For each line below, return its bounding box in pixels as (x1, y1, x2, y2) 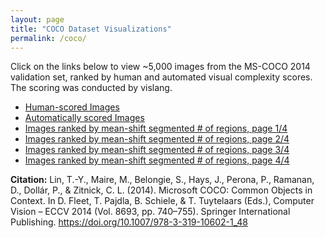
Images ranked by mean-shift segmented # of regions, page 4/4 (24, 154, 290, 166)
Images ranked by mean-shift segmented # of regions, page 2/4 (24, 133, 290, 145)
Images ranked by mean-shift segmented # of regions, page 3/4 (24, 144, 290, 156)
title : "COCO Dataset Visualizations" (10, 24, 172, 34)
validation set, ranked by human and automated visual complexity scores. (10, 71, 313, 83)
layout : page (10, 14, 65, 25)
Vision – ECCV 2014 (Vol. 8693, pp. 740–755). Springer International (10, 206, 291, 218)
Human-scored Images (24, 101, 120, 113)
